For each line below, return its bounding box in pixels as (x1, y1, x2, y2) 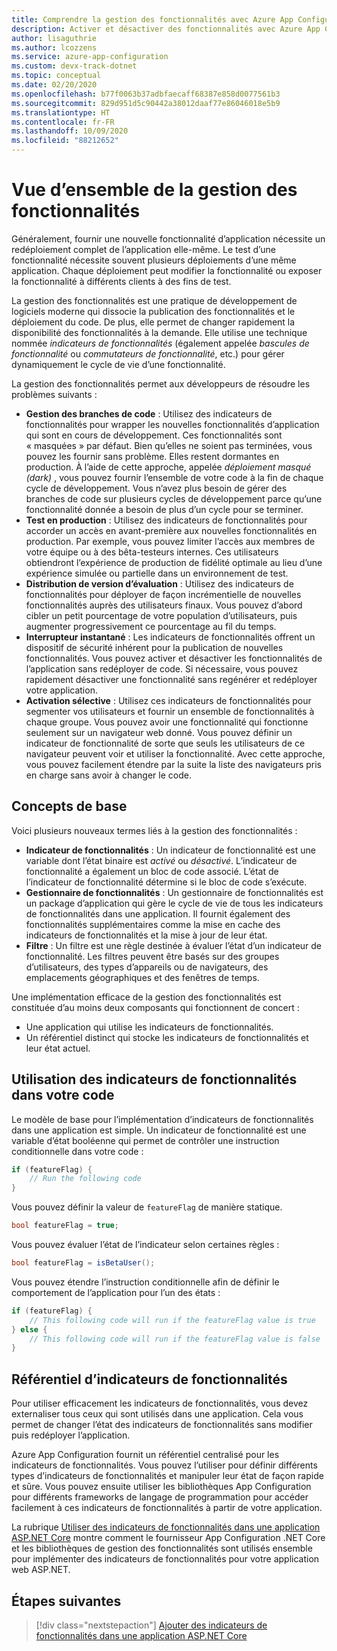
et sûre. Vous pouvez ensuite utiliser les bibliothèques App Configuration (11, 1481, 312, 1493)
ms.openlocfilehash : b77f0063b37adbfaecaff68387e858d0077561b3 (11, 89, 281, 99)
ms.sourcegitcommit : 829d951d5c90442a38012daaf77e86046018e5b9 (11, 98, 281, 108)
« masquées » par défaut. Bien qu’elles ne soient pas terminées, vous (25, 439, 313, 451)
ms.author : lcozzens (11, 42, 98, 53)
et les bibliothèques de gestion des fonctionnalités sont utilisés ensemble (11, 1542, 313, 1555)
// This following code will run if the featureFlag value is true (29, 1315, 316, 1325)
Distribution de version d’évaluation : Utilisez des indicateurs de (25, 577, 294, 590)
